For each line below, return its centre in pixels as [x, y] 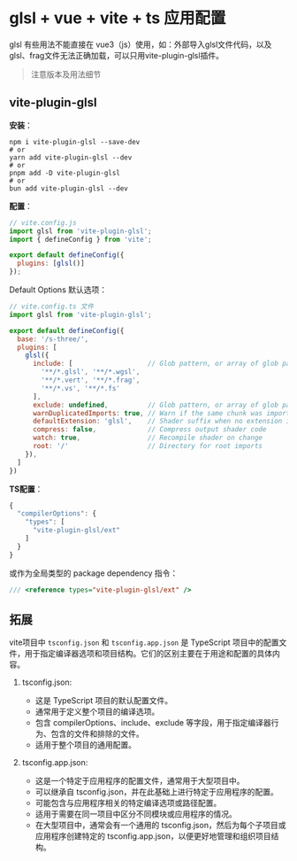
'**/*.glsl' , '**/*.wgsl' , [91, 372]
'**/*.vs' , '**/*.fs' [81, 388]
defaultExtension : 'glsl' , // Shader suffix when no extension [157, 422]
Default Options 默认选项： [58, 290]
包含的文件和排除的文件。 [97, 734]
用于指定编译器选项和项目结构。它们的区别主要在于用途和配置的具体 [148, 654]
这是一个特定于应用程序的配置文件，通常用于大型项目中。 [140, 781]
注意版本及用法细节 [66, 74]
